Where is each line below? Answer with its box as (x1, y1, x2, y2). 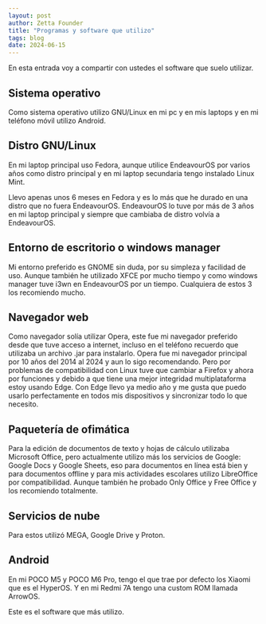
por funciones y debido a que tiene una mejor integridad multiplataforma (8, 374, 247, 383)
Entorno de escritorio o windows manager (8, 241, 221, 255)
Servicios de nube (8, 509, 100, 523)
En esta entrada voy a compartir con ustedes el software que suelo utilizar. (8, 63, 254, 73)
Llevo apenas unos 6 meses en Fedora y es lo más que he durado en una (8, 192, 248, 202)
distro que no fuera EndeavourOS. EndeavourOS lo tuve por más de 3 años (8, 201, 255, 210)
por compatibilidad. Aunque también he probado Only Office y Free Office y (8, 477, 257, 487)
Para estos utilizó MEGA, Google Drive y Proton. (8, 531, 166, 540)
